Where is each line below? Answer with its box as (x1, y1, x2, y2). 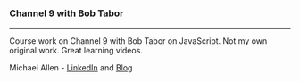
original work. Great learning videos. (9, 45, 143, 56)
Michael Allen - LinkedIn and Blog (9, 62, 133, 73)
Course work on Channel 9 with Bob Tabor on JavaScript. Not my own (9, 36, 268, 46)
